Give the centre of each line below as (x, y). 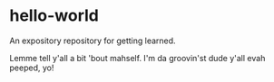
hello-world (54, 16)
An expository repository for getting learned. (93, 41)
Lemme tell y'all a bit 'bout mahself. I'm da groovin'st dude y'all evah (137, 58)
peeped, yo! (32, 68)
